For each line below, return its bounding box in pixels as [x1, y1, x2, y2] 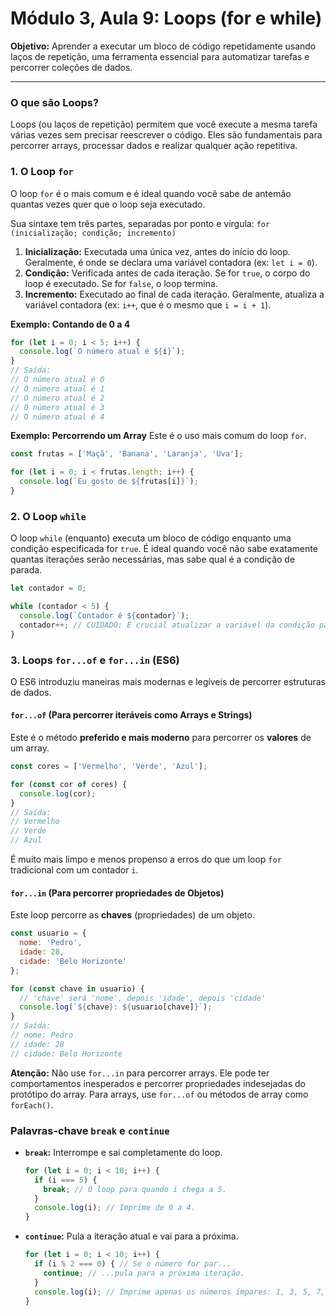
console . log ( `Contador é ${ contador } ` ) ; [19, 610, 190, 621]
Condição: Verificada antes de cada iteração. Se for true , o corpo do [24, 267, 311, 279]
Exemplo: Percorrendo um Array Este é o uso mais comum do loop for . [10, 430, 307, 442]
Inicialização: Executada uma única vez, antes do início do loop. [24, 245, 291, 257]
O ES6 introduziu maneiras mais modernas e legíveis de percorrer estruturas [10, 675, 327, 687]
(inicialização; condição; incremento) [10, 228, 177, 238]
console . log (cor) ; [19, 788, 97, 799]
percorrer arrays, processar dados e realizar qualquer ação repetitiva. [10, 140, 298, 152]
